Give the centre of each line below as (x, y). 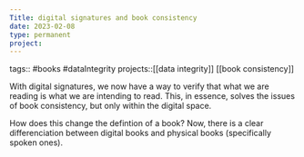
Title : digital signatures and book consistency (103, 18)
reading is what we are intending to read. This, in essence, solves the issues (152, 96)
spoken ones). (36, 142)
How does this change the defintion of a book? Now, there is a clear (137, 123)
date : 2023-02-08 (42, 26)
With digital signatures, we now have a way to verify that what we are (140, 86)
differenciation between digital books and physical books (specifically (140, 133)
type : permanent (40, 34)
